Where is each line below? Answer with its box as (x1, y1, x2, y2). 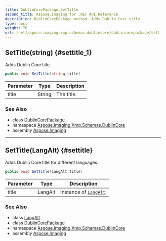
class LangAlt (12, 214, 41, 220)
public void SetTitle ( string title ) (5, 71, 81, 76)
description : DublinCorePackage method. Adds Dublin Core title (5, 16, 140, 21)
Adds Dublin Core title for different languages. (5, 159, 99, 165)
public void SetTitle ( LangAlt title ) (5, 169, 83, 174)
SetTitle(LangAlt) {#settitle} (5, 146, 93, 155)
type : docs (5, 21, 28, 26)
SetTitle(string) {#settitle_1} (5, 48, 92, 57)
